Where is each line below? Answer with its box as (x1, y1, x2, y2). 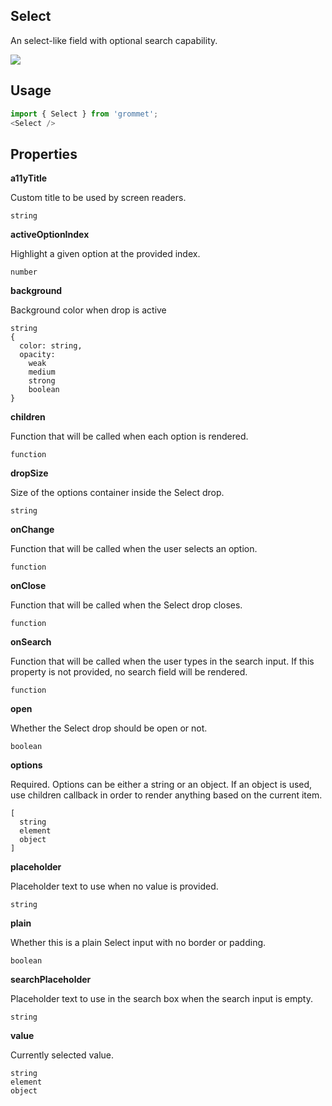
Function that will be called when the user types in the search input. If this (10, 655, 315, 668)
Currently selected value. (10, 1049, 115, 1061)
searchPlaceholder (10, 974, 92, 986)
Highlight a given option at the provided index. (10, 248, 201, 260)
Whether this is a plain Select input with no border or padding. (10, 937, 267, 949)
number (10, 267, 38, 278)
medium (28, 367, 56, 378)
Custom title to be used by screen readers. (10, 192, 187, 204)
